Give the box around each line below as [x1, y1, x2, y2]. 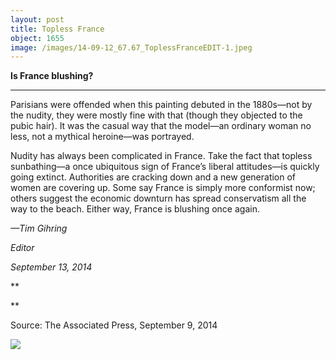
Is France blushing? [10, 70, 94, 82]
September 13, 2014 [10, 261, 93, 273]
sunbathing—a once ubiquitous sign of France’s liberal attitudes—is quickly [10, 161, 320, 173]
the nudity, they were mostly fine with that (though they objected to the [10, 109, 303, 121]
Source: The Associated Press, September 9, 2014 [10, 319, 218, 331]
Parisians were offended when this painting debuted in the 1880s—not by [10, 99, 313, 111]
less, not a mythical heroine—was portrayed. [10, 131, 195, 143]
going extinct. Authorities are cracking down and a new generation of [10, 171, 297, 183]
